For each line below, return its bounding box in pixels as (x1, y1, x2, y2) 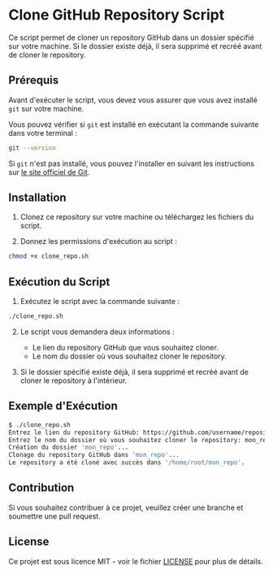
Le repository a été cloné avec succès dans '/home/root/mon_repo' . (8, 459, 245, 467)
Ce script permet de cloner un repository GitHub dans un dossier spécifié (8, 33, 254, 42)
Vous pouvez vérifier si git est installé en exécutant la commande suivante (8, 120, 259, 129)
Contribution (8, 481, 75, 495)
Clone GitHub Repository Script (8, 6, 225, 24)
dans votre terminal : (8, 128, 77, 137)
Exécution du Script (8, 275, 110, 289)
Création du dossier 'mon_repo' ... (8, 443, 129, 452)
